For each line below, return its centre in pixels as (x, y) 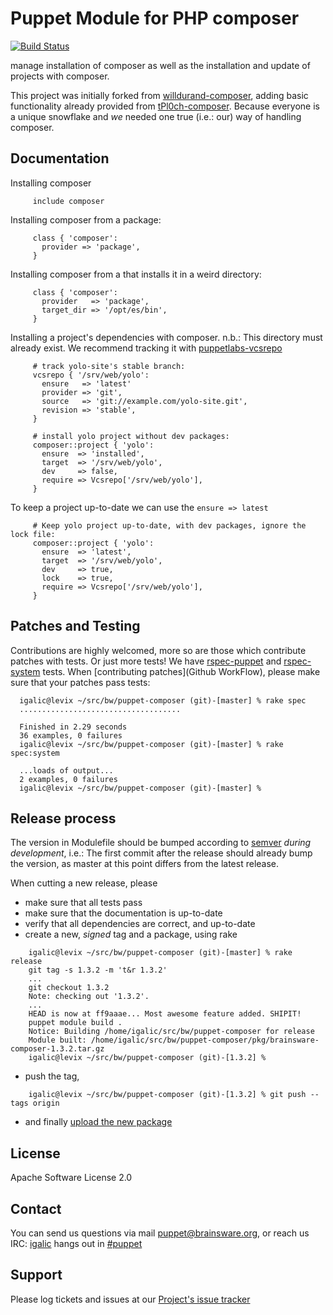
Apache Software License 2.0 (71, 1178)
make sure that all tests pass (83, 903)
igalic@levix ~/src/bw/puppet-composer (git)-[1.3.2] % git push (167, 1095)
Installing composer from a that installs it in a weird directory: (136, 274)
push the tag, (52, 1076)
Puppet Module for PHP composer (155, 18)
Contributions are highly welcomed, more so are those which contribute (158, 650)
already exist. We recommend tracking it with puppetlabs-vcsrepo (146, 348)
